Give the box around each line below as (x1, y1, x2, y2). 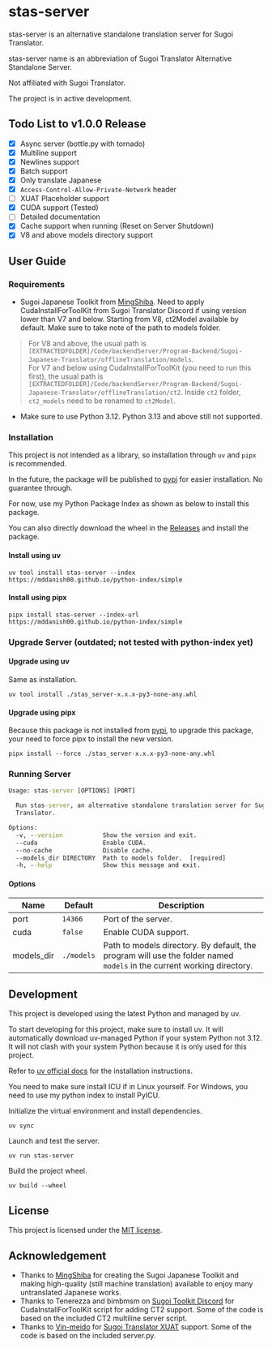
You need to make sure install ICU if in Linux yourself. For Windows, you (8, 1082, 249, 1092)
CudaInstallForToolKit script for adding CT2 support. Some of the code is (19, 1304, 264, 1314)
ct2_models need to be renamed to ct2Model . (28, 396, 176, 406)
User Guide (8, 254, 66, 268)
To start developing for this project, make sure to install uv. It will (8, 1024, 224, 1034)
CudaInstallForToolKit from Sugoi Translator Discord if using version (19, 306, 247, 316)
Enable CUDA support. (103, 926, 189, 938)
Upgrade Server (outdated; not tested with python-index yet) (8, 636, 253, 647)
